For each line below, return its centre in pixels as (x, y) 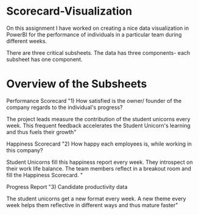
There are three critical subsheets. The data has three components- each (98, 52)
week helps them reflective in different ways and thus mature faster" (92, 205)
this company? (25, 150)
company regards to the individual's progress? (65, 107)
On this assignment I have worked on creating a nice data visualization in (98, 28)
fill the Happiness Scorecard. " (45, 175)
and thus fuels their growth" (41, 132)
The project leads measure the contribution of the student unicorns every (98, 119)
